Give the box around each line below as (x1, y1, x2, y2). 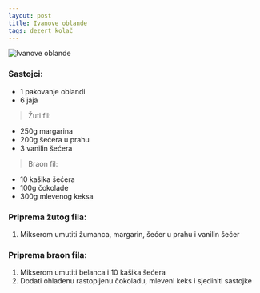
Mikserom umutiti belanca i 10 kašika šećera (19, 267, 166, 277)
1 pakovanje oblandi (19, 86, 86, 96)
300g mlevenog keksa (19, 191, 94, 201)
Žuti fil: (27, 110, 51, 120)
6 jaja (19, 95, 38, 105)
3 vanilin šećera (19, 143, 73, 153)
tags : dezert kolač (8, 26, 74, 34)
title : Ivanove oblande (8, 19, 88, 27)
